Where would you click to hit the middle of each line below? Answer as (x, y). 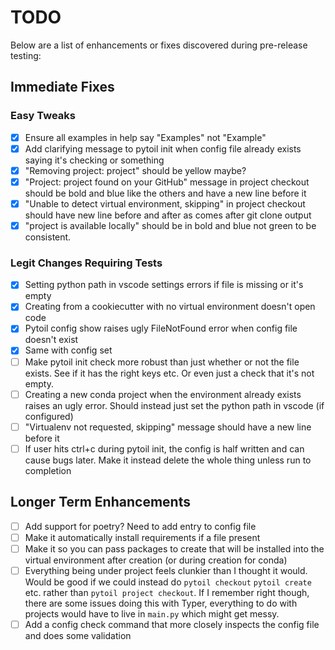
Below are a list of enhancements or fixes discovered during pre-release (159, 45)
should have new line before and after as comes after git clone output (168, 215)
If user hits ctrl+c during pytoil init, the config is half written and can (164, 448)
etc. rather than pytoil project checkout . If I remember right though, (167, 592)
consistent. (48, 237)
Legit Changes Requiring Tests (86, 263)
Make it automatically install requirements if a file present (142, 537)
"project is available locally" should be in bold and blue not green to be (170, 225)
